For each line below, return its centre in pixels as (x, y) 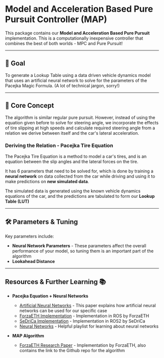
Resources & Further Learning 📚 (56, 282)
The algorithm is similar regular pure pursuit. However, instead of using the (80, 117)
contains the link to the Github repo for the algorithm (72, 351)
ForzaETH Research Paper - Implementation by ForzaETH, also (83, 345)
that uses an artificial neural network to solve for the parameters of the (76, 80)
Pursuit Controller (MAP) (56, 19)
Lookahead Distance (33, 261)
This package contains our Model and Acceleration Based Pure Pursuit (77, 33)
